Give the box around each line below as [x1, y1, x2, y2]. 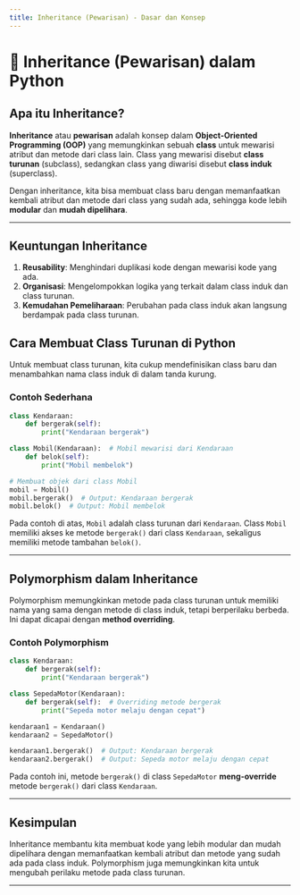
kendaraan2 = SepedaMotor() [9, 730, 114, 739]
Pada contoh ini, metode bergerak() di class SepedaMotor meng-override [9, 771, 277, 782]
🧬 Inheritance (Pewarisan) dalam [9, 51, 256, 72]
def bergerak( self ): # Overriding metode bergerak [25, 697, 221, 706]
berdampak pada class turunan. [21, 309, 140, 320]
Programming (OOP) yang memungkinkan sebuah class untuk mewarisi [9, 139, 275, 150]
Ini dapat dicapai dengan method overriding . [9, 614, 176, 625]
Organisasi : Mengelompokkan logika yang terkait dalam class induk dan [21, 281, 288, 291]
